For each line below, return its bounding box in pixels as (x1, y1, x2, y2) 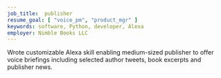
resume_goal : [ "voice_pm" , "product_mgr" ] (7, 17, 138, 23)
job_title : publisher (7, 10, 73, 17)
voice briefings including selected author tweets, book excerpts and (7, 56, 202, 64)
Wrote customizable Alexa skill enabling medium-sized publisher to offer (7, 48, 214, 57)
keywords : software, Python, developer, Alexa (7, 23, 144, 30)
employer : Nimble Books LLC (7, 29, 89, 37)
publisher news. (7, 63, 53, 71)
